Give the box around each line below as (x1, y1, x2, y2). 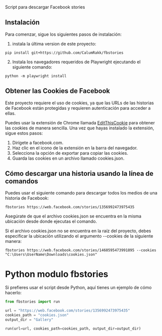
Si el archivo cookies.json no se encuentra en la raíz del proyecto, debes (5, 228, 151, 234)
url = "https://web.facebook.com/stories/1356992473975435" (5, 308, 131, 313)
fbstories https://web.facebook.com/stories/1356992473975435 (5, 205, 135, 210)
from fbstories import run (5, 299, 60, 304)
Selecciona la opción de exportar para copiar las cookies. (12, 150, 128, 156)
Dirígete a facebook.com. (12, 140, 64, 145)
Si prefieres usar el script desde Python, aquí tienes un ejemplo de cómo (5, 285, 152, 290)
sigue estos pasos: (5, 130, 43, 136)
